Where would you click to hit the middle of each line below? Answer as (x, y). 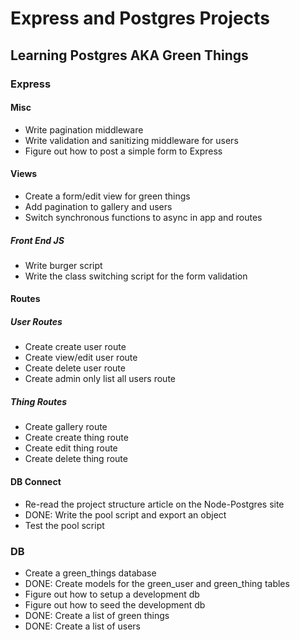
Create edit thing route (71, 448)
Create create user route (75, 347)
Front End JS (37, 240)
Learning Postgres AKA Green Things (129, 55)
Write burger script (63, 265)
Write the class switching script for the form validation (136, 276)
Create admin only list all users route (100, 379)
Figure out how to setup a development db (112, 594)
